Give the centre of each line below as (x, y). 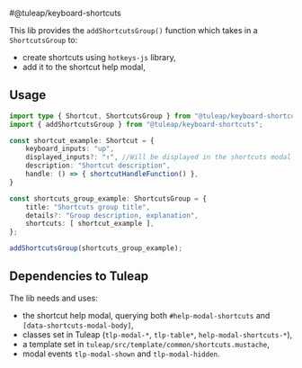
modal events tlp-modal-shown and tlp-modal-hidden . (121, 354)
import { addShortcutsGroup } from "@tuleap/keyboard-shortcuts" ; (136, 124)
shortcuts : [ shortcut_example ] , (90, 224)
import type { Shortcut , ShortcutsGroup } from (100, 116)
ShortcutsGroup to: (44, 40)
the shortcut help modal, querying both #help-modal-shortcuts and (146, 315)
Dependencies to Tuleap (79, 277)
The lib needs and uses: (54, 298)
